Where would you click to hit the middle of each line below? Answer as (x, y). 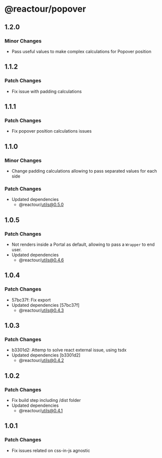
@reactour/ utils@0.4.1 (41, 410)
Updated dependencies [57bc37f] (45, 305)
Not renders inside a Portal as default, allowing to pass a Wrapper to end (83, 244)
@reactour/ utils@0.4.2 (41, 360)
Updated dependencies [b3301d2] (46, 355)
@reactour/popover (45, 9)
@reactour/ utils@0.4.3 (41, 310)
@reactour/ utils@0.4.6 (41, 260)
